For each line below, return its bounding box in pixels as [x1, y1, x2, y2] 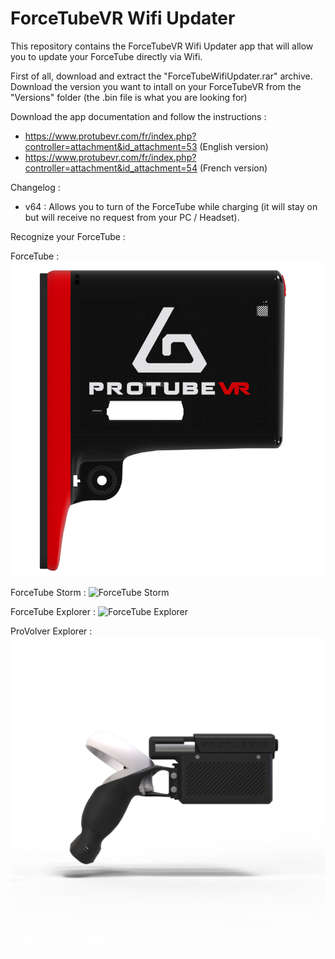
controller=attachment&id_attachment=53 [24, 140, 198, 152]
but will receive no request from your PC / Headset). [24, 211, 240, 223]
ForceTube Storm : [10, 586, 87, 598]
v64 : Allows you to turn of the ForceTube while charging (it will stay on [24, 200, 318, 212]
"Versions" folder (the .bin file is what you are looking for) [10, 91, 248, 103]
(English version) [199, 140, 269, 152]
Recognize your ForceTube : [10, 230, 126, 242]
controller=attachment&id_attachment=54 [24, 162, 198, 174]
